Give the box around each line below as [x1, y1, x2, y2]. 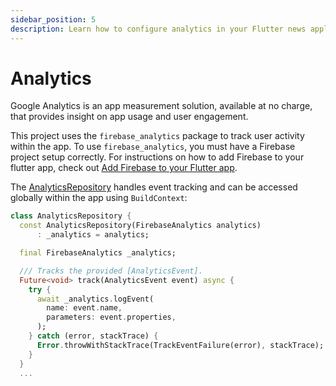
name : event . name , [46, 303, 123, 313]
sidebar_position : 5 [10, 14, 97, 25]
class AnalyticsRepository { [10, 211, 132, 221]
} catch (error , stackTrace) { [28, 331, 159, 341]
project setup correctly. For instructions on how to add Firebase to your [10, 151, 305, 163]
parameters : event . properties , [46, 312, 177, 323]
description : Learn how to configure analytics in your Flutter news [10, 24, 307, 34]
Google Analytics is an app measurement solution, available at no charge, [10, 100, 313, 112]
